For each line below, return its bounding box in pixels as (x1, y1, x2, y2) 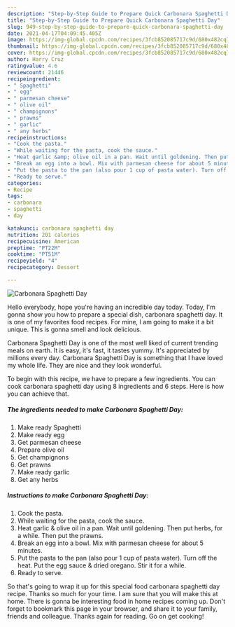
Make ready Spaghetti (17, 423, 82, 432)
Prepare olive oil (17, 446, 64, 454)
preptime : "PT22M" (7, 244, 61, 252)
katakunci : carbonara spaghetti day (7, 225, 114, 232)
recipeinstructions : (7, 134, 68, 141)
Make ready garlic (17, 467, 70, 476)
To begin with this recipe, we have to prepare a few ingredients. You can (7, 374, 215, 383)
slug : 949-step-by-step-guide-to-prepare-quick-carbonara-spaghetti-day (7, 23, 224, 30)
